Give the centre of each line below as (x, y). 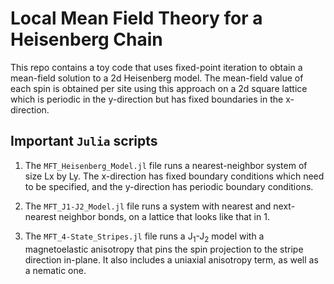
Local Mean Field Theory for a (136, 18)
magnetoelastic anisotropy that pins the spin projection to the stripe (164, 249)
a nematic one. (55, 270)
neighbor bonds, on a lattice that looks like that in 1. (164, 216)
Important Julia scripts (84, 141)
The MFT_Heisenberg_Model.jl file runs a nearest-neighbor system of (166, 165)
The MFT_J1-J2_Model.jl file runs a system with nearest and (148, 206)
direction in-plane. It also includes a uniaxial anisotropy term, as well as (171, 259)
